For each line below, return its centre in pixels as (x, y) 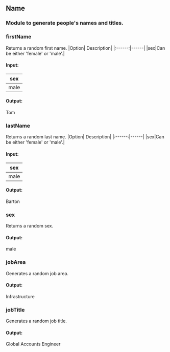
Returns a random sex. (30, 226)
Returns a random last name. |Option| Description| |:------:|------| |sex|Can (85, 137)
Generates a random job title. (36, 321)
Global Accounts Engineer (33, 344)
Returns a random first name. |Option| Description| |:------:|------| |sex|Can (86, 48)
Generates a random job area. (37, 273)
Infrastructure (20, 296)
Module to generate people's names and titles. (65, 23)
